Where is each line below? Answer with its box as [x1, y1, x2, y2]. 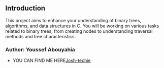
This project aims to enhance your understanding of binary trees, [5, 17, 141, 23]
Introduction [5, 4, 46, 13]
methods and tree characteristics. [5, 33, 76, 39]
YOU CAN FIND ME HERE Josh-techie [12, 57, 91, 63]
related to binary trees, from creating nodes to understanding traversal [5, 28, 153, 34]
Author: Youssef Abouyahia [5, 46, 75, 53]
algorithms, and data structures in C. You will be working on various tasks [5, 23, 159, 29]
